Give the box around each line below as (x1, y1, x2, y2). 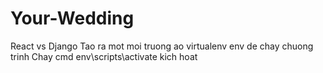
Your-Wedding (10, 7, 135, 30)
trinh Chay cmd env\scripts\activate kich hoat (10, 50, 198, 62)
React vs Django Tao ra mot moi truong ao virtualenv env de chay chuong (10, 40, 314, 52)
